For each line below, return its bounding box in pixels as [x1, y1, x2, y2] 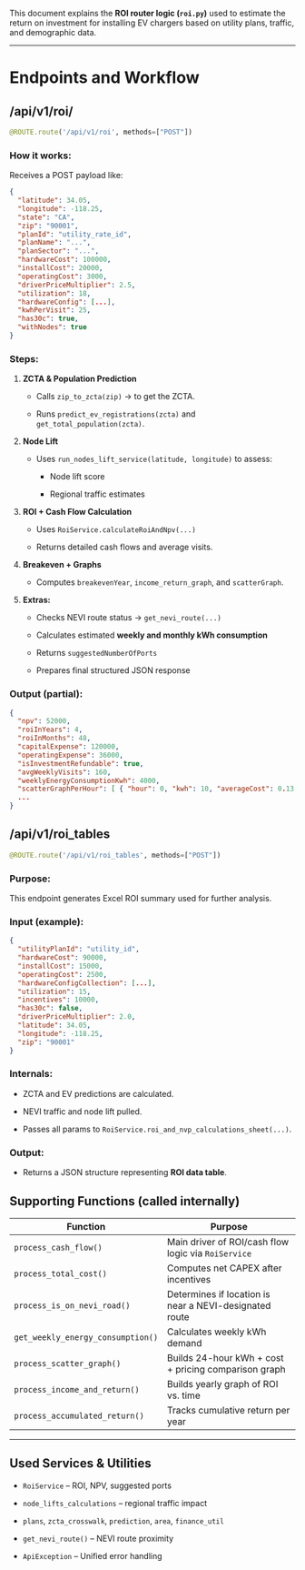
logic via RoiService [166, 1246, 252, 1259]
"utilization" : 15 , [17, 987, 92, 996]
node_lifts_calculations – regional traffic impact [22, 1497, 208, 1508]
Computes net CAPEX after [166, 1262, 282, 1274]
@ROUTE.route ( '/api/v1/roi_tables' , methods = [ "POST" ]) [9, 850, 221, 860]
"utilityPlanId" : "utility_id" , [17, 945, 141, 954]
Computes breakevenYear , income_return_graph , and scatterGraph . [35, 577, 284, 588]
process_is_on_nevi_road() [14, 1300, 131, 1311]
